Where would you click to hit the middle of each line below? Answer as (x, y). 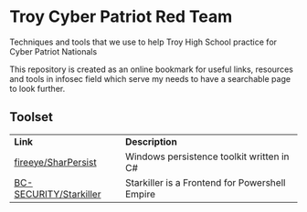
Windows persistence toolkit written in (207, 156)
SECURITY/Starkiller (58, 194)
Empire (140, 194)
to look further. (37, 88)
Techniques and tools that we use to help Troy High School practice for (143, 42)
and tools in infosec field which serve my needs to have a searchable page (150, 78)
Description (151, 141)
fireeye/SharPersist (56, 162)
